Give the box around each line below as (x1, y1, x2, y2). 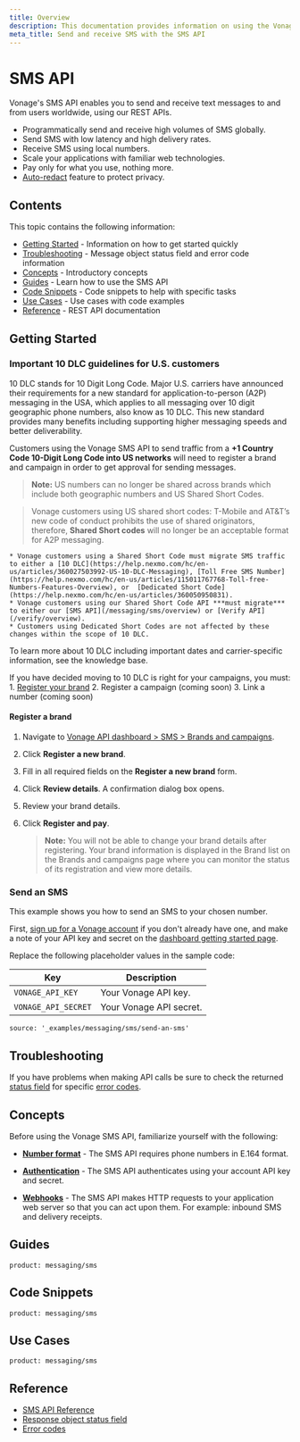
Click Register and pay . (21, 818, 110, 829)
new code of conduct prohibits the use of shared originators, (30, 515, 255, 526)
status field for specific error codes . (9, 1081, 141, 1092)
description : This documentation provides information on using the (9, 21, 270, 30)
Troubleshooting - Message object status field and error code (21, 248, 250, 259)
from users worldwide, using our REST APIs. (9, 107, 172, 118)
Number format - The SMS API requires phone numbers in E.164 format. (21, 1148, 288, 1159)
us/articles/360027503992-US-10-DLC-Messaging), (9, 567, 194, 576)
